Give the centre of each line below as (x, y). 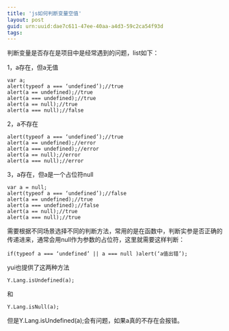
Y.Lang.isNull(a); (33, 307)
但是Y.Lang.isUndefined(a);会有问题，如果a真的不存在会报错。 (95, 321)
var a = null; (27, 188)
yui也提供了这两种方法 (38, 267)
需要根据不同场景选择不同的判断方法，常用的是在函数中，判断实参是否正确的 (115, 231)
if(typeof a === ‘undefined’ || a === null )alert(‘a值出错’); (97, 254)
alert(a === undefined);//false (53, 206)
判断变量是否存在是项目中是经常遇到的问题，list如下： (83, 53)
